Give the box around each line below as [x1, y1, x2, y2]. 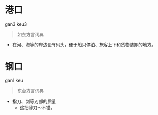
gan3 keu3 [5, 21, 27, 27]
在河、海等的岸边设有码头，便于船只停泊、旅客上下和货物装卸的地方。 [12, 41, 156, 47]
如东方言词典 [17, 31, 44, 37]
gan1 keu [5, 77, 23, 83]
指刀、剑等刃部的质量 [12, 98, 56, 104]
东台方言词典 [17, 87, 44, 94]
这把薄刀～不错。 [19, 104, 55, 110]
